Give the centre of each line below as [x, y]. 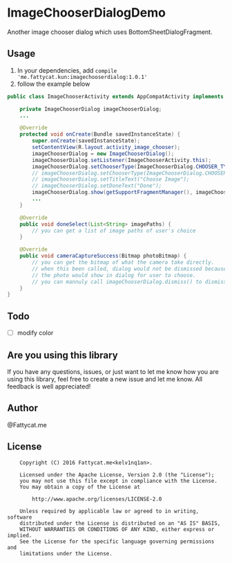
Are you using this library [63, 355]
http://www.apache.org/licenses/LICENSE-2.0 [97, 499]
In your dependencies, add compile [67, 70]
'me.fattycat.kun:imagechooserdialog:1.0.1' [82, 77]
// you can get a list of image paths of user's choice [114, 231]
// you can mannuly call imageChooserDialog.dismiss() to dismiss [129, 282]
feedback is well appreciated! [49, 386]
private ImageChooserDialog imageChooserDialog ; [91, 109]
